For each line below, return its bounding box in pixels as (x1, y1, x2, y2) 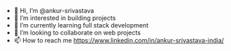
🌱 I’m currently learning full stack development (13, 21, 149, 29)
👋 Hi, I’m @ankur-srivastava (13, 7, 94, 14)
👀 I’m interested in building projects (13, 14, 116, 22)
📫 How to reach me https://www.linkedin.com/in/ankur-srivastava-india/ (13, 37, 224, 44)
